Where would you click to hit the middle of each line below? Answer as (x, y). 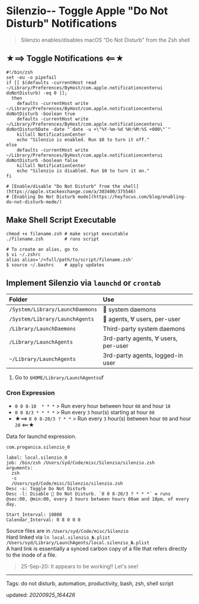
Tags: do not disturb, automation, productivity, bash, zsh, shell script (90, 583)
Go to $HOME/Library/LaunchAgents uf (59, 378)
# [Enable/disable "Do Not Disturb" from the (63, 186)
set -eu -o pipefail (32, 77)
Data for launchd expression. (41, 436)
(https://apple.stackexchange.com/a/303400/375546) (71, 191)
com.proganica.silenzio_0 (38, 447)
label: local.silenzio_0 (37, 458)
